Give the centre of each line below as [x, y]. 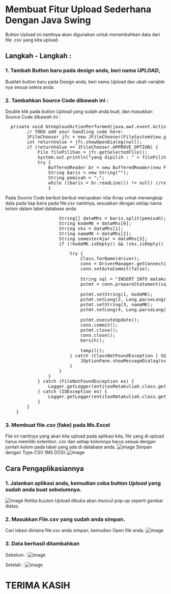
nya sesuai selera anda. [30, 87]
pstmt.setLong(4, [102, 310]
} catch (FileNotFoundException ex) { [86, 381]
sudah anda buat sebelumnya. [44, 489]
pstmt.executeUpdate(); [110, 320]
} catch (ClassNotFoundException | [114, 356]
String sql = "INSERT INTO [114, 279]
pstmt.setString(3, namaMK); [117, 304]
